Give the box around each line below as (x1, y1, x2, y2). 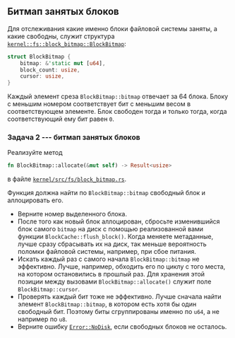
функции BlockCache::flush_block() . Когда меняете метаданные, (17, 233, 214, 241)
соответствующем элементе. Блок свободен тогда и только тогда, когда (7, 107, 227, 116)
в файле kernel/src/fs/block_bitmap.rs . (7, 175, 127, 183)
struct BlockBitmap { (7, 53, 71, 60)
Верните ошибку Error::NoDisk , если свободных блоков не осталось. (17, 322, 227, 331)
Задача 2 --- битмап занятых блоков (7, 132, 140, 142)
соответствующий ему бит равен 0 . (7, 115, 115, 123)
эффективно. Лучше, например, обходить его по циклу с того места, (17, 262, 226, 271)
